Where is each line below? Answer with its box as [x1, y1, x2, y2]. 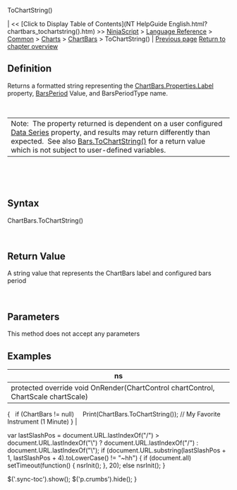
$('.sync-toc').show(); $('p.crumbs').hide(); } [7, 475, 138, 484]
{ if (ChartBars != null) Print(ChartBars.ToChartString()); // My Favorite [7, 410, 221, 419]
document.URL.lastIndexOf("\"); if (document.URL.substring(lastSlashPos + [7, 446, 226, 455]
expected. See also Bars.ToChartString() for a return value [11, 136, 206, 146]
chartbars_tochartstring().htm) [7, 28, 95, 35]
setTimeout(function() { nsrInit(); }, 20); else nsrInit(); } [7, 461, 166, 469]
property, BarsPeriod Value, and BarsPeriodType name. [7, 88, 168, 98]
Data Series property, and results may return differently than [11, 127, 210, 137]
